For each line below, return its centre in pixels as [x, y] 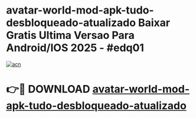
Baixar [154, 23]
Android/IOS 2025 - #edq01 [75, 48]
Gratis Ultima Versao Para [70, 35]
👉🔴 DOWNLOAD [48, 89]
